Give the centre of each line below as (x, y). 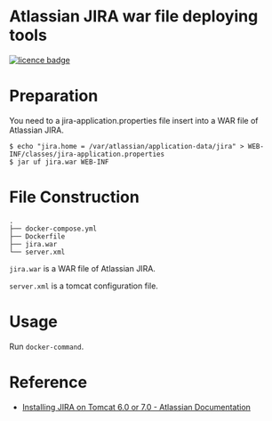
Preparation (54, 96)
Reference (48, 382)
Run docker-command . (47, 346)
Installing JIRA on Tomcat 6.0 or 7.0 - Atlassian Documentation (136, 407)
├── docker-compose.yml (53, 229)
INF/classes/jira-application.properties (87, 154)
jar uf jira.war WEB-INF (63, 162)
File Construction (74, 197)
